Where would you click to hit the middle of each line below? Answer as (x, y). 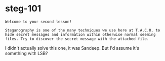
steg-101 (23, 9)
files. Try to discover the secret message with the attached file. (77, 39)
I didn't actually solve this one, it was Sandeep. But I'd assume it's (72, 48)
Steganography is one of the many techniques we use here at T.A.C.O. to (83, 30)
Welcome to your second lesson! (38, 22)
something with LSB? (27, 53)
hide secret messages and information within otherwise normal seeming (80, 34)
